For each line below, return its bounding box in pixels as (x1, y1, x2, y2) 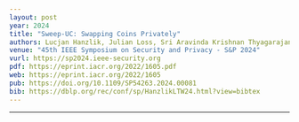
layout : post (9, 12, 58, 22)
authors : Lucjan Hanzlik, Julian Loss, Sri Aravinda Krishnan (9, 37, 245, 47)
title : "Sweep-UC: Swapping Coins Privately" (9, 29, 181, 38)
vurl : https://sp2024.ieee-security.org (9, 54, 162, 63)
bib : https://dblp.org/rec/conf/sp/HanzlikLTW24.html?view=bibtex (9, 87, 261, 95)
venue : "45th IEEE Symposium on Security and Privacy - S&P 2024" (9, 46, 261, 55)
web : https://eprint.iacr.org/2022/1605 (9, 71, 162, 80)
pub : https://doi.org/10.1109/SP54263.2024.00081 (9, 79, 198, 88)
